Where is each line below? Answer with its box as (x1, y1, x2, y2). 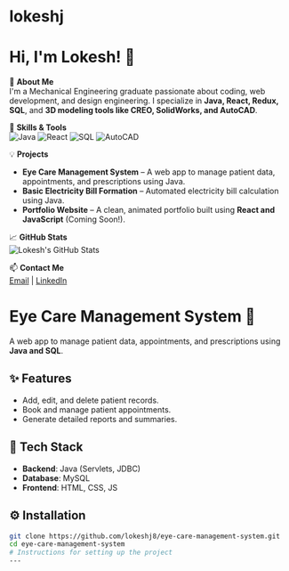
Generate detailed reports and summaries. (21, 413, 178, 424)
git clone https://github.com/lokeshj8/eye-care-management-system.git (9, 532, 280, 541)
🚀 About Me (9, 77, 54, 87)
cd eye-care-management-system (9, 540, 125, 549)
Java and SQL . (9, 346, 64, 356)
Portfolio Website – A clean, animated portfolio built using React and (21, 205, 276, 216)
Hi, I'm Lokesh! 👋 (9, 47, 136, 68)
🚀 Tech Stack (9, 439, 84, 455)
